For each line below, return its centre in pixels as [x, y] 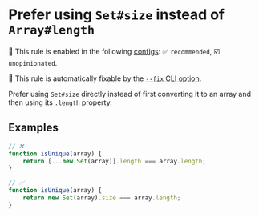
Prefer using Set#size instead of [116, 15]
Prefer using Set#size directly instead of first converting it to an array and [129, 94]
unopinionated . [33, 62]
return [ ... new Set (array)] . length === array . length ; [114, 161]
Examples [33, 128]
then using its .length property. [60, 102]
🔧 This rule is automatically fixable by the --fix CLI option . [105, 78]
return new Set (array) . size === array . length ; [102, 198]
